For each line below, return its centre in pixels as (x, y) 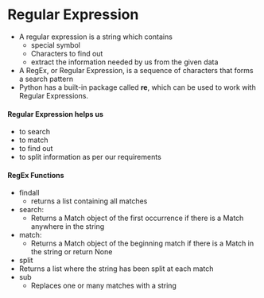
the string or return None (72, 252)
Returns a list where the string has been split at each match (116, 269)
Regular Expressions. (54, 95)
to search (35, 132)
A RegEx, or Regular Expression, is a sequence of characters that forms (136, 70)
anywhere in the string (68, 226)
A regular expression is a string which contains (95, 37)
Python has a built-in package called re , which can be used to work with (137, 87)
